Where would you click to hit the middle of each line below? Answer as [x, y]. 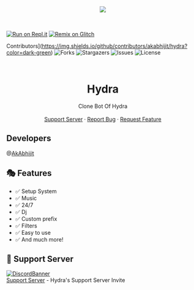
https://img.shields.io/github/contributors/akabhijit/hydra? [115, 46]
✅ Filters [26, 226]
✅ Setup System [36, 191]
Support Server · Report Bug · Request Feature [103, 119]
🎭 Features [29, 173]
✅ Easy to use [33, 232]
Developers [29, 138]
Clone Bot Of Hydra [103, 106]
